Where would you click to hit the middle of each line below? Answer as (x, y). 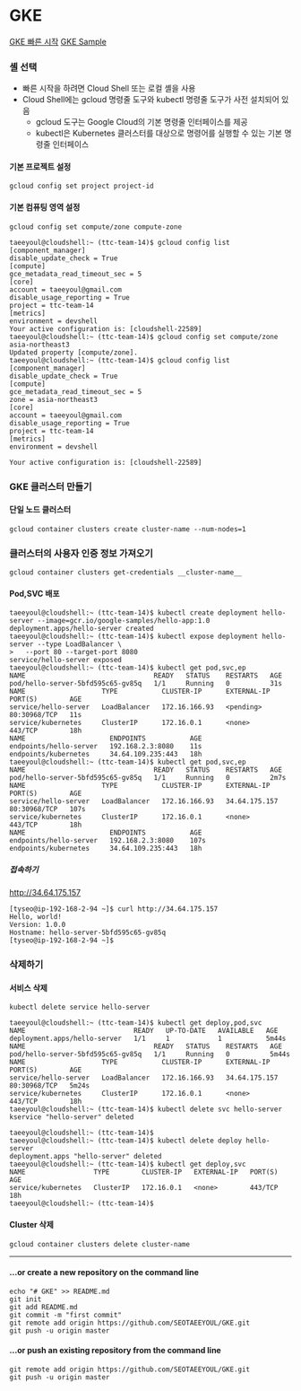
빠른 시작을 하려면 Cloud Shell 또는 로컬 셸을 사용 (109, 88)
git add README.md (43, 1307)
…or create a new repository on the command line (104, 1273)
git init (26, 1299)
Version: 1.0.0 (38, 925)
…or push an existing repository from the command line (115, 1351)
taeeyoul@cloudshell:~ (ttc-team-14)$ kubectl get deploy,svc (128, 1164)
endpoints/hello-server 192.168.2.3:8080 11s (106, 747)
